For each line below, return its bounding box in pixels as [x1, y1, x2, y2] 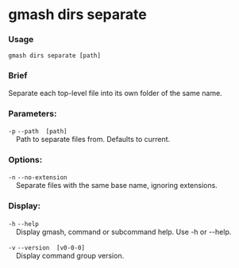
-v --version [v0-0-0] [8, 243, 86, 251]
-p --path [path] [8, 128, 67, 136]
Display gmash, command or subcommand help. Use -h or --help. [15, 227, 232, 236]
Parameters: [8, 108, 57, 119]
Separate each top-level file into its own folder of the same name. [8, 88, 222, 98]
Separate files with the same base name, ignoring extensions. [15, 181, 218, 190]
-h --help [8, 220, 40, 228]
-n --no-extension [8, 174, 67, 182]
